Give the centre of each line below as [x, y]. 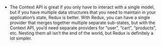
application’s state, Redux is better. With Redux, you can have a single [80, 17]
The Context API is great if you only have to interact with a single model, [82, 7]
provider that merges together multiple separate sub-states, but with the [82, 23]
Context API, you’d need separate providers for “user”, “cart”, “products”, [83, 28]
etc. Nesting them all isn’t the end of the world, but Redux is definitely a [81, 33]
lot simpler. [21, 38]
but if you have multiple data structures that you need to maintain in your [83, 12]
